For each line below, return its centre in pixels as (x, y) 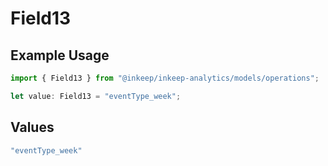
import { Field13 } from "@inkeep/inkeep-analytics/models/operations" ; (165, 78)
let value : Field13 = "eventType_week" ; (96, 96)
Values (32, 127)
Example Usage (60, 55)
